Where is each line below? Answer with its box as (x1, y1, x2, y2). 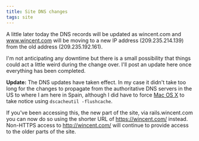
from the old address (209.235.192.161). (6, 43, 103, 50)
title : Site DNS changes (6, 8, 68, 15)
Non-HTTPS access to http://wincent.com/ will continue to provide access (6, 121, 189, 129)
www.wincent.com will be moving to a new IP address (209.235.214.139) (6, 37, 184, 44)
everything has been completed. (6, 67, 86, 74)
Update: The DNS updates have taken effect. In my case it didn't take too (6, 78, 186, 86)
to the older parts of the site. (6, 128, 76, 135)
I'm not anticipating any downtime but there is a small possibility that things (6, 55, 191, 62)
